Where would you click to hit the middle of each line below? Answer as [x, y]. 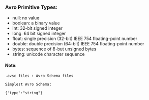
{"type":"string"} [24, 93]
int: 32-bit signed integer [37, 28]
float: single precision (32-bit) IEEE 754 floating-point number [75, 39]
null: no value [26, 18]
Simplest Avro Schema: [28, 84]
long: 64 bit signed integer [39, 34]
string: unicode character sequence [48, 54]
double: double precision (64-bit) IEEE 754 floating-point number [78, 44]
